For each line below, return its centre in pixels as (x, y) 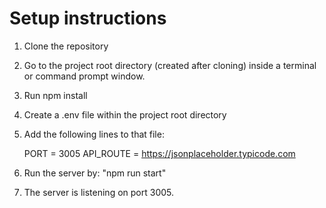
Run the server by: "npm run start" (95, 173)
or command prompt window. (84, 76)
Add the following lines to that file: (94, 134)
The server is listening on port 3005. (99, 192)
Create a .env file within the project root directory (125, 114)
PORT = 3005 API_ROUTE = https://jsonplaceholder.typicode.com (159, 153)
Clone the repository (66, 46)
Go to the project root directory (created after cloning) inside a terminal (170, 65)
